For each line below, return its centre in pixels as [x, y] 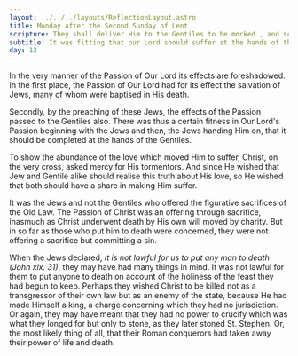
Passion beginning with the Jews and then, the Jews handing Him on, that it [148, 131]
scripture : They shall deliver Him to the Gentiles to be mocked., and [144, 34]
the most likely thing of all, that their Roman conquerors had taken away [141, 333]
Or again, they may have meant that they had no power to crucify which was [149, 314]
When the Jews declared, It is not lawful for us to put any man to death [140, 257]
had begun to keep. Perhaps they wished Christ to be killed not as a [133, 286]
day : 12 [24, 51]
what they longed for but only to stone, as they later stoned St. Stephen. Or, [147, 324]
